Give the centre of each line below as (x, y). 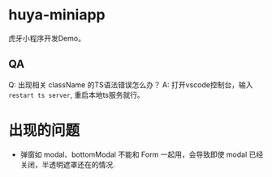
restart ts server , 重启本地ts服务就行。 (76, 95)
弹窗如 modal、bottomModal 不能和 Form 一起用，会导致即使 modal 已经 (142, 154)
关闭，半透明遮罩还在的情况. (67, 164)
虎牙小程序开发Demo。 (47, 38)
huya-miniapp (57, 15)
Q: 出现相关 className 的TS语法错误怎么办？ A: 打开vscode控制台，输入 (131, 84)
